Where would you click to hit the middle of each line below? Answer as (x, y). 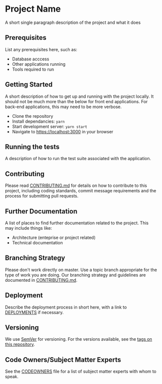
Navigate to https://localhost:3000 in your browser (63, 131)
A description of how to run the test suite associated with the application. (78, 159)
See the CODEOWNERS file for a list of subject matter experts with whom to (81, 371)
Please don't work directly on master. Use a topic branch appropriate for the (81, 270)
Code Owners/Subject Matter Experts (63, 359)
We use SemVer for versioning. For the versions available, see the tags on (79, 339)
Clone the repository (32, 116)
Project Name (33, 9)
